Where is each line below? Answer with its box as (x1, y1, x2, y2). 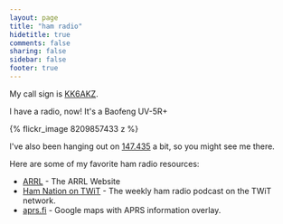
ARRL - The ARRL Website (22, 175, 120, 186)
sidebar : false (9, 55, 67, 64)
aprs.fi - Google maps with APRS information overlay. (22, 204, 222, 215)
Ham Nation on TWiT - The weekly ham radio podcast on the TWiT (22, 185, 272, 196)
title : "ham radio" (9, 22, 83, 31)
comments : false (9, 38, 71, 48)
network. (22, 195, 56, 206)
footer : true (9, 64, 59, 73)
